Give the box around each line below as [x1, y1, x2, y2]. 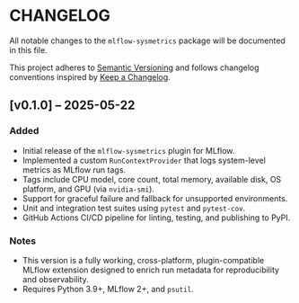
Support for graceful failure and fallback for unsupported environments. [22, 192, 288, 203]
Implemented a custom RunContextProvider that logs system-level [22, 155, 267, 165]
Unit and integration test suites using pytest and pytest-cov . [22, 202, 246, 213]
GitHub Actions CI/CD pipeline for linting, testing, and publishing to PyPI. [22, 212, 291, 223]
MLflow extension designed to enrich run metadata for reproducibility [22, 264, 280, 275]
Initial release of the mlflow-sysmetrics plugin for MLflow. [22, 145, 235, 156]
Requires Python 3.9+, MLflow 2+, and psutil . [22, 283, 195, 294]
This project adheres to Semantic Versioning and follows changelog [9, 62, 259, 73]
